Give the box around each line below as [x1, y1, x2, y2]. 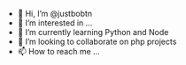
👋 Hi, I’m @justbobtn [17, 9, 93, 18]
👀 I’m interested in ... [17, 18, 93, 28]
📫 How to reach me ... [17, 47, 100, 56]
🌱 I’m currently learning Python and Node [17, 27, 169, 37]
